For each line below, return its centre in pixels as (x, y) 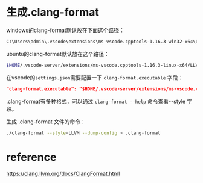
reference (31, 157)
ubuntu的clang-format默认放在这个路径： (58, 54)
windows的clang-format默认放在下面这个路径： (66, 30)
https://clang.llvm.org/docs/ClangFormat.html (63, 174)
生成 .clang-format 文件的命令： (46, 122)
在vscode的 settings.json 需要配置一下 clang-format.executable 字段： (95, 77)
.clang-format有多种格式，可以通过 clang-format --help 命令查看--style (96, 101)
